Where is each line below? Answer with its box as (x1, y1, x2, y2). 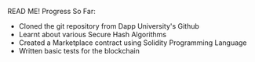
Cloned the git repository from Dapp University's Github (18, 22, 199, 30)
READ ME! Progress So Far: (7, 7, 96, 15)
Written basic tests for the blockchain (18, 46, 140, 55)
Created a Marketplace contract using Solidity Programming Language (18, 38, 248, 47)
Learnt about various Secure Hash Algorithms (18, 30, 167, 39)
